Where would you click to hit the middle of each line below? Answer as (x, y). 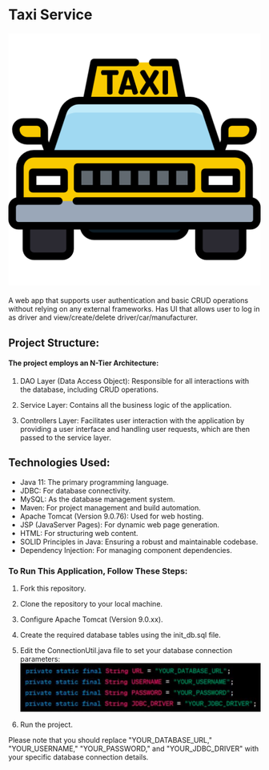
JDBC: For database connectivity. (75, 490)
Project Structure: (54, 343)
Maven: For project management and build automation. (110, 507)
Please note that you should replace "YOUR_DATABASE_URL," (110, 740)
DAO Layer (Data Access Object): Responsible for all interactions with (134, 381)
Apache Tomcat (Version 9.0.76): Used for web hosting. (112, 516)
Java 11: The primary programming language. (94, 482)
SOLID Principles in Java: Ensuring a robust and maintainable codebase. (139, 542)
